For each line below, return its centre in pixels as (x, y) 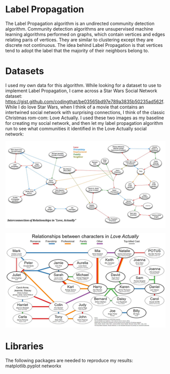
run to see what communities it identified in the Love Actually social (76, 128)
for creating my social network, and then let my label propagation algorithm (84, 123)
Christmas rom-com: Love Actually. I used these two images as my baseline (85, 118)
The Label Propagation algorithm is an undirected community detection (80, 23)
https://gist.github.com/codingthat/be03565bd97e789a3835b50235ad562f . (85, 101)
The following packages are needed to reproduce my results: (69, 360)
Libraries (24, 346)
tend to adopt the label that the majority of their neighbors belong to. (77, 50)
